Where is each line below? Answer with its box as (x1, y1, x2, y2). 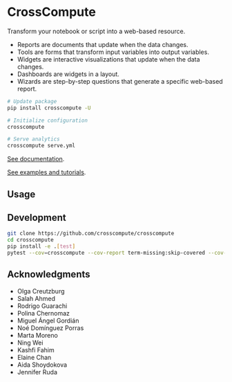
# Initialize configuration (7, 117, 88, 124)
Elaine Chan (17, 353, 52, 361)
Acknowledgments (7, 269, 91, 280)
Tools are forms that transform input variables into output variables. (17, 48, 209, 56)
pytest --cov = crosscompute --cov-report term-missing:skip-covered (7, 250, 206, 257)
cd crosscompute (7, 237, 54, 244)
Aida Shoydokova (17, 361, 68, 369)
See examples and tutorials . (7, 168, 86, 176)
